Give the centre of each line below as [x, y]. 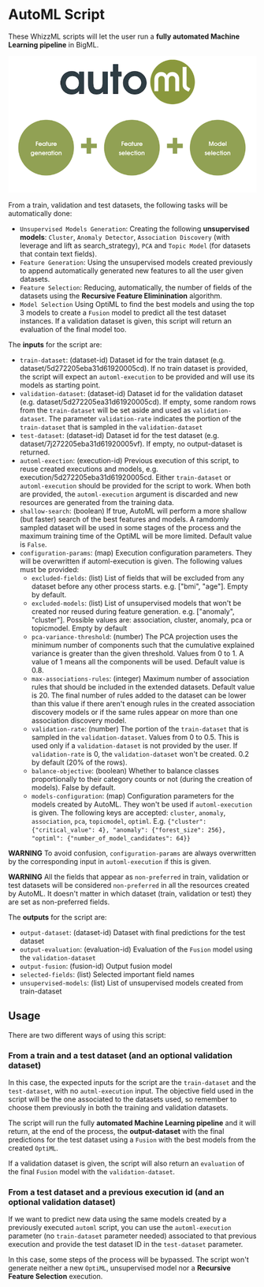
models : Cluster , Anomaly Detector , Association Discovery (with [125, 237]
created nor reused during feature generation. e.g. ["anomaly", [133, 611]
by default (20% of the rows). [79, 762]
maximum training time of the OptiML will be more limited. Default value [136, 536]
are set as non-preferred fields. [59, 902]
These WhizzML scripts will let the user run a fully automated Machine [124, 36]
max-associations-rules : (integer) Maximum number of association [140, 678]
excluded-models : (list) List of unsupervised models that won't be [136, 603]
